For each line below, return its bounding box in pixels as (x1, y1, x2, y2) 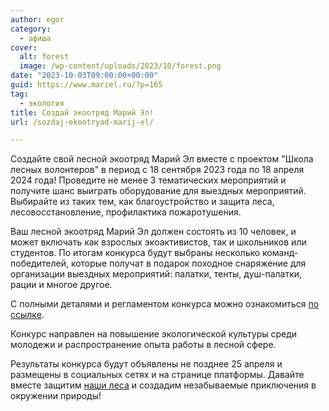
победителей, (10, 257, 69, 270)
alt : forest (19, 52, 70, 62)
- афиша (19, 33, 52, 43)
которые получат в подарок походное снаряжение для (70, 257, 307, 270)
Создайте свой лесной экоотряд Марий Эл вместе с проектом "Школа (10, 153, 314, 165)
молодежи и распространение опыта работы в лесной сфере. (10, 339, 277, 351)
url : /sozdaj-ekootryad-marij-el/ (10, 117, 155, 127)
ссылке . (10, 309, 45, 321)
